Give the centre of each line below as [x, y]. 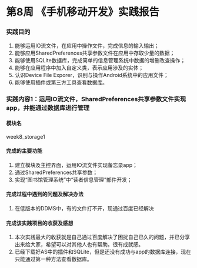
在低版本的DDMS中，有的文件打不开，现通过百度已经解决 [84, 209]
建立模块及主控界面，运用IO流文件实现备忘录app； [76, 165]
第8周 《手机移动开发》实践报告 [83, 12]
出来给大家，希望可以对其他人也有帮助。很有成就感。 [79, 244]
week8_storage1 [26, 136]
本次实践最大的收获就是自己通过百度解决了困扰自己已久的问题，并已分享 [102, 237]
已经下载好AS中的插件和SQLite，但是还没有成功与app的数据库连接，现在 [103, 252]
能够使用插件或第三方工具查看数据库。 [61, 82]
